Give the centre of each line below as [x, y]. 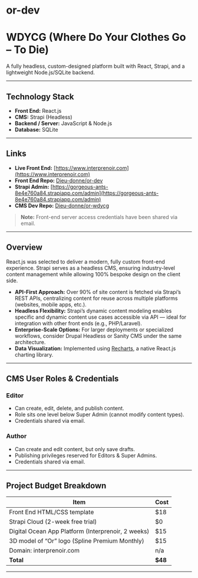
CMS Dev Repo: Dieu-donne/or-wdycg [62, 205]
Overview [24, 248]
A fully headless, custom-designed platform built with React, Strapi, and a [95, 66]
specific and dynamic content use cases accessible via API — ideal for [100, 317]
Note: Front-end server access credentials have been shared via [99, 217]
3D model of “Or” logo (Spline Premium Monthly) [77, 541]
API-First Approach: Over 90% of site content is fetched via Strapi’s [98, 292]
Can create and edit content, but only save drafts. [75, 449]
